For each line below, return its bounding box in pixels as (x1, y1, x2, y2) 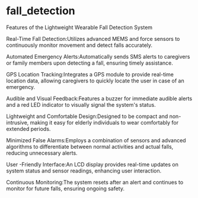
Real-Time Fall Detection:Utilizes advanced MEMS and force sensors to (6, 35, 180, 42)
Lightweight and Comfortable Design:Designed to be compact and (6, 113, 168, 120)
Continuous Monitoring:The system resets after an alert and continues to (6, 178, 184, 186)
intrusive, (6, 119, 29, 126)
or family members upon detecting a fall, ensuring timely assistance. (6, 59, 174, 66)
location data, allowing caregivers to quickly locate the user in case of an (6, 77, 185, 84)
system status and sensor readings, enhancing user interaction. (6, 167, 162, 174)
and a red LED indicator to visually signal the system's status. (6, 101, 156, 108)
